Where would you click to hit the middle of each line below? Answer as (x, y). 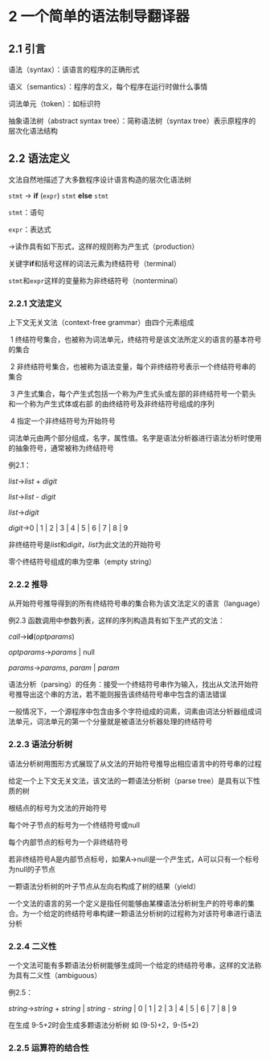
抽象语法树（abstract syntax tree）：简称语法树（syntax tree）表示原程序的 (132, 121)
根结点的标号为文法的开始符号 (57, 807)
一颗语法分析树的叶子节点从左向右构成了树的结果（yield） (104, 886)
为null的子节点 (32, 869)
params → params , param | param (64, 668)
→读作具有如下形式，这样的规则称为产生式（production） (104, 246)
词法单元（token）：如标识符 (55, 104)
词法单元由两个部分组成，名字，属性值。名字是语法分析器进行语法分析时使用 (135, 438)
